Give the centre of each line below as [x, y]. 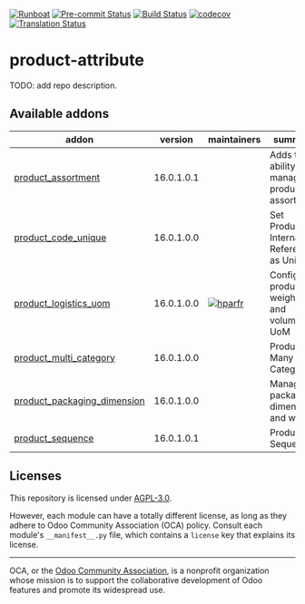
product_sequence [54, 438]
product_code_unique [60, 238]
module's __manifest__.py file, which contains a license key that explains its [152, 534]
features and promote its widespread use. [88, 589]
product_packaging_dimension [79, 401]
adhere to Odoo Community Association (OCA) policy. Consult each [136, 525]
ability [282, 166]
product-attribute [77, 60]
